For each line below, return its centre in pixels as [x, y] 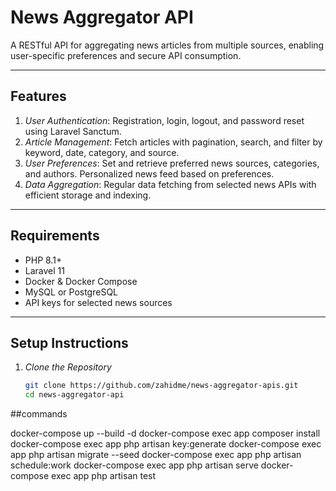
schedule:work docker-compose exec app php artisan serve [134, 465]
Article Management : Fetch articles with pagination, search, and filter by [173, 142]
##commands [39, 414]
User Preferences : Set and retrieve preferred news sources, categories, [172, 163]
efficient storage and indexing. [88, 195]
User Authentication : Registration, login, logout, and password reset [164, 120]
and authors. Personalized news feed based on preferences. [149, 173]
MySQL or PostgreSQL [71, 292]
